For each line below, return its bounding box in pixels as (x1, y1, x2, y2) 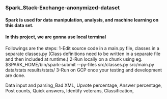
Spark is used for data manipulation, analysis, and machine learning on (5, 17, 159, 23)
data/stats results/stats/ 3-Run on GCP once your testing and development (5, 67, 162, 73)
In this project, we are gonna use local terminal (5, 34, 106, 40)
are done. (5, 72, 25, 78)
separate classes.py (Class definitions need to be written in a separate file (5, 51, 161, 57)
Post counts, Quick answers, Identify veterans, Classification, (5, 87, 134, 93)
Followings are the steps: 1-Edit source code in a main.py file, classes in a (5, 45, 159, 51)
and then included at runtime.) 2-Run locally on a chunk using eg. (5, 56, 143, 62)
